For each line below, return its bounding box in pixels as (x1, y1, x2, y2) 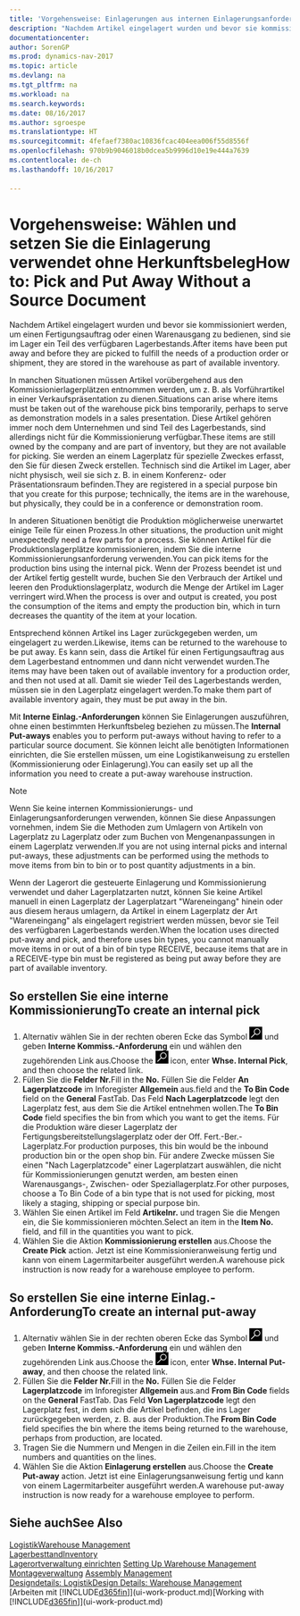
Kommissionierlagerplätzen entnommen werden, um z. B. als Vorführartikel (9, 384, 285, 395)
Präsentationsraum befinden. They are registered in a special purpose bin (9, 479, 279, 490)
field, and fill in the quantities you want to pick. (21, 1227, 195, 1237)
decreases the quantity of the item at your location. (9, 610, 198, 621)
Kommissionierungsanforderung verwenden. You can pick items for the (9, 554, 269, 565)
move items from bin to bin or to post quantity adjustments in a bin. (9, 860, 256, 871)
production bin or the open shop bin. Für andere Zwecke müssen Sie (21, 1151, 275, 1161)
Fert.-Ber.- (204, 1131, 243, 1143)
